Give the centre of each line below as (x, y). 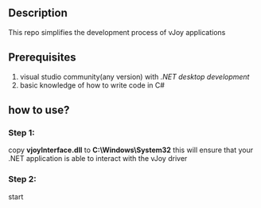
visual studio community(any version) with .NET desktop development (134, 77)
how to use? (39, 110)
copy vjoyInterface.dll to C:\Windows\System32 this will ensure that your (131, 150)
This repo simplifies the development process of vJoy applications (117, 32)
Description (38, 13)
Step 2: (23, 179)
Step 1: (21, 132)
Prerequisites (42, 58)
